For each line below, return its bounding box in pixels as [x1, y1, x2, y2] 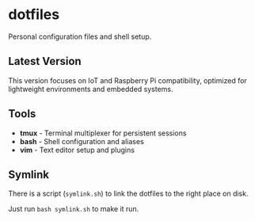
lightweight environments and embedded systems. [8, 84, 173, 93]
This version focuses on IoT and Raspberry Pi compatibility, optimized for [8, 75, 247, 85]
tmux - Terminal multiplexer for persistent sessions [19, 128, 187, 138]
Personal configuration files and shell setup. [8, 32, 152, 41]
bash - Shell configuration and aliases [19, 136, 144, 146]
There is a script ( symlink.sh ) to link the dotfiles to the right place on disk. [8, 189, 249, 199]
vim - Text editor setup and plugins [19, 145, 135, 154]
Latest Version [8, 55, 82, 68]
